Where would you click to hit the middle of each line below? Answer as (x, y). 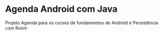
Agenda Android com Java (61, 9)
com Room (16, 28)
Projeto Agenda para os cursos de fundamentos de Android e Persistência (82, 23)
